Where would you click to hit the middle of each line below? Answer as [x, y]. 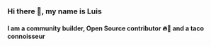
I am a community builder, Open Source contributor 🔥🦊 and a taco [105, 28]
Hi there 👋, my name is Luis [55, 11]
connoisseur [27, 36]
